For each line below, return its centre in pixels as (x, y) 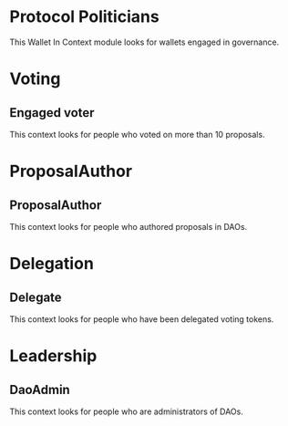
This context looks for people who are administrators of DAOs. (126, 411)
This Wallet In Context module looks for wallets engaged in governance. (144, 42)
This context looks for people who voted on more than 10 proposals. (138, 134)
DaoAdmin (40, 390)
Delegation (51, 264)
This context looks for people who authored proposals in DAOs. (129, 226)
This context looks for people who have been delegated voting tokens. (142, 319)
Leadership (53, 356)
